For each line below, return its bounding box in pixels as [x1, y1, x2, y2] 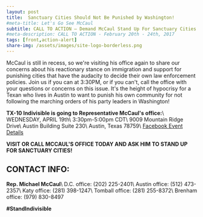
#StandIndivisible [6, 205, 52, 212]
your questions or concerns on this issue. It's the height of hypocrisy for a [6, 85, 191, 92]
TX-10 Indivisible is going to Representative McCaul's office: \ [6, 109, 165, 117]
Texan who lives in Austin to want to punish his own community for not [6, 91, 183, 99]
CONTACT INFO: [6, 164, 70, 175]
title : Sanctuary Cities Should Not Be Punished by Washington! [6, 15, 175, 21]
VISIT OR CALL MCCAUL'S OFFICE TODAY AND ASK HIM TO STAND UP [6, 140, 188, 147]
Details [6, 128, 24, 136]
